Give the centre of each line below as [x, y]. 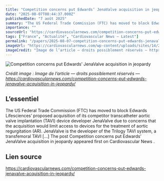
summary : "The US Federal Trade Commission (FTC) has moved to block [78, 23]
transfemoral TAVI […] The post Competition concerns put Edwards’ [73, 136]
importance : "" [21, 28]
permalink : [17, 41]
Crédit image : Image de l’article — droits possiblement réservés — [73, 73]
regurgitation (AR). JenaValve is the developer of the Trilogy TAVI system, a [81, 131]
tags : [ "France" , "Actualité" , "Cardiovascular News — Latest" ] [72, 37]
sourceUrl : [17, 32]
